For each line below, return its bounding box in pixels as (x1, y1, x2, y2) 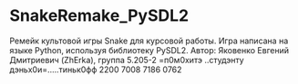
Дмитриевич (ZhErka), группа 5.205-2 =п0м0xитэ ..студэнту (9, 54, 244, 65)
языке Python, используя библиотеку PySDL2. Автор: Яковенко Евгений (9, 44, 290, 55)
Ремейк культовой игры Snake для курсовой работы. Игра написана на (9, 35, 289, 46)
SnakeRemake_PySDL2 (9, 5, 190, 26)
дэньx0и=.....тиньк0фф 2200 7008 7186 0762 (9, 64, 182, 75)
